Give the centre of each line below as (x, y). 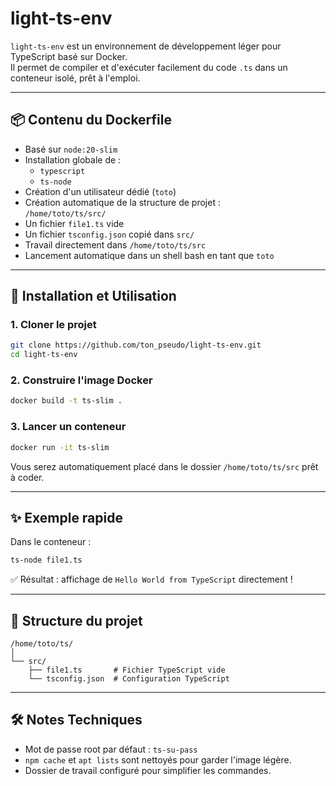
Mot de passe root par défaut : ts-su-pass (111, 749)
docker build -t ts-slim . (66, 401)
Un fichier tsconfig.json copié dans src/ (109, 234)
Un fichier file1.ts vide (74, 223)
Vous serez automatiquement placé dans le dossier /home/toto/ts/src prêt (164, 466)
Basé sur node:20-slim (71, 149)
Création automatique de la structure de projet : (122, 202)
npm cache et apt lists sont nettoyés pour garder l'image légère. (158, 759)
